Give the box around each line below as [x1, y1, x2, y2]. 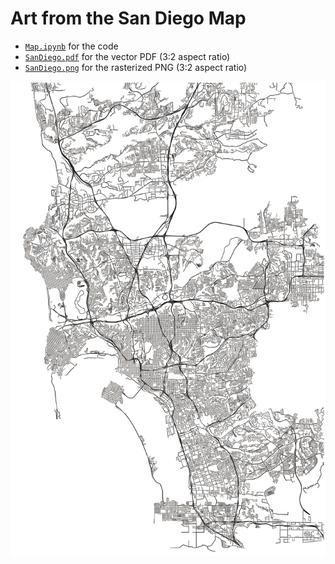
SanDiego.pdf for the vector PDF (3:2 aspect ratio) [24, 50, 231, 62]
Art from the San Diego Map [10, 7, 247, 30]
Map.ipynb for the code [24, 40, 119, 52]
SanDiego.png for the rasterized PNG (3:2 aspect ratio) [24, 61, 248, 73]
